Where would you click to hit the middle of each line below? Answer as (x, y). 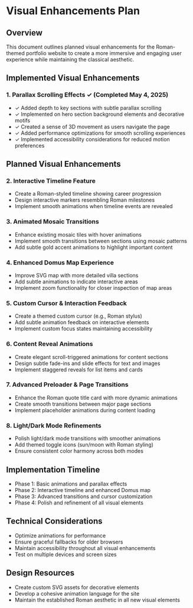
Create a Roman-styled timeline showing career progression (88, 194)
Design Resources (40, 573)
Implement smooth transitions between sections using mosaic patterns (101, 241)
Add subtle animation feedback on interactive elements (82, 322)
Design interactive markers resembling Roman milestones (85, 200)
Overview (24, 33)
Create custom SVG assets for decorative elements (77, 587)
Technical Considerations (54, 521)
